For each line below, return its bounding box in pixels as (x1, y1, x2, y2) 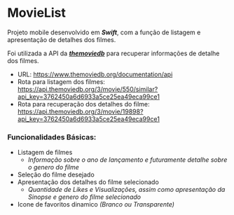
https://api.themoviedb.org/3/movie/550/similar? (17, 85, 158, 93)
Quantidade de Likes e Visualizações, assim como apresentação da (27, 186, 226, 194)
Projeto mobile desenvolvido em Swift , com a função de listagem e (7, 28, 201, 36)
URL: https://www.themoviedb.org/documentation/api (17, 70, 173, 78)
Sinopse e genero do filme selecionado (27, 193, 142, 201)
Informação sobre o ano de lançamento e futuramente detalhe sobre (27, 155, 228, 164)
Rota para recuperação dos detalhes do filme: (17, 99, 150, 108)
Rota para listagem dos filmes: (17, 77, 105, 85)
